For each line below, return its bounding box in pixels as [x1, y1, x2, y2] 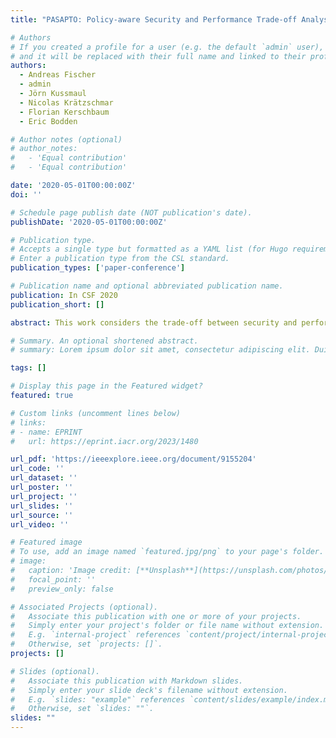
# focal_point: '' [10, 574, 97, 585]
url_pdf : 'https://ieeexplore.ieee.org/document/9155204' [10, 454, 257, 465]
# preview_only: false [10, 584, 114, 594]
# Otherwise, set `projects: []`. [10, 639, 163, 650]
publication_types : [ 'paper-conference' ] [10, 263, 186, 273]
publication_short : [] [10, 299, 105, 310]
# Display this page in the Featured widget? [10, 381, 203, 391]
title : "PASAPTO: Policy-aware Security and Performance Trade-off [10, 14, 298, 25]
